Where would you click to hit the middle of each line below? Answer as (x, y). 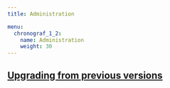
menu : (15, 27)
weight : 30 (36, 47)
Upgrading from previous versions (85, 75)
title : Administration (41, 14)
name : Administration (52, 40)
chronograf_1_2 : (38, 33)
